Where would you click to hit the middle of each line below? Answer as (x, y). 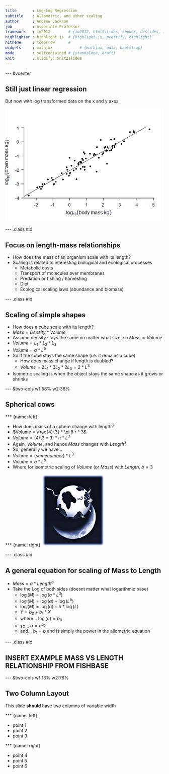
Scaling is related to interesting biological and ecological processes (82, 263)
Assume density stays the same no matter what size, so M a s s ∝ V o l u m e (87, 337)
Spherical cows (30, 405)
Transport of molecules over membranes (62, 273)
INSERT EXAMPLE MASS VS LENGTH (64, 658)
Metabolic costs (37, 268)
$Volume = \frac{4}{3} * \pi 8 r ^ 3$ (50, 432)
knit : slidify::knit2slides (44, 58)
